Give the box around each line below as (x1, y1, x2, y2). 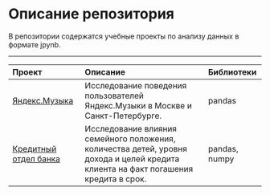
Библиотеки (207, 66, 257, 77)
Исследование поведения (84, 79, 187, 91)
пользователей (84, 90, 145, 101)
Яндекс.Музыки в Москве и (84, 100, 193, 111)
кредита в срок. (84, 173, 147, 185)
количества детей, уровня (84, 143, 187, 154)
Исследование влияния (84, 123, 177, 134)
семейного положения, (84, 133, 176, 144)
